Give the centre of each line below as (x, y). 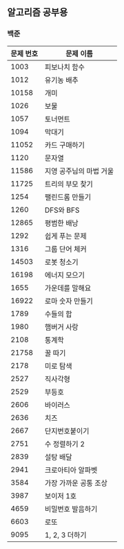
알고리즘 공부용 (38, 12)
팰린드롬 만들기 (68, 197)
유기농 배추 (62, 80)
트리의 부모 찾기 (69, 184)
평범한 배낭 (62, 223)
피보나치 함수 (64, 67)
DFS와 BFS (62, 210)
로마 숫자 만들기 (69, 301)
